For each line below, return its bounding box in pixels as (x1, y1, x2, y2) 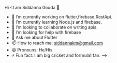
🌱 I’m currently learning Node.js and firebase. (11, 19, 102, 25)
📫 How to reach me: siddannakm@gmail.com (11, 40, 103, 46)
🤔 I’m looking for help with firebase (11, 30, 81, 35)
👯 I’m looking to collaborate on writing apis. (11, 24, 98, 30)
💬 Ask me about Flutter (11, 34, 58, 40)
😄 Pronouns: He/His (11, 47, 53, 53)
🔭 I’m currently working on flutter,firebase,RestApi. (11, 14, 112, 19)
